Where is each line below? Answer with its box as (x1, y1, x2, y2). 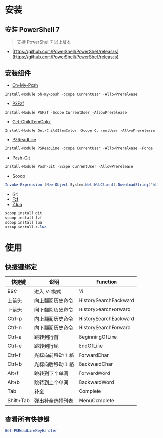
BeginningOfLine (79, 333, 117, 340)
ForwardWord (79, 370, 110, 376)
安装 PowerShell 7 (5, 25, 60, 33)
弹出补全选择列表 (34, 397, 74, 404)
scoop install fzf (5, 215, 42, 220)
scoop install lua (5, 220, 42, 225)
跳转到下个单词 (34, 370, 69, 376)
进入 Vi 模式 (34, 288, 62, 295)
